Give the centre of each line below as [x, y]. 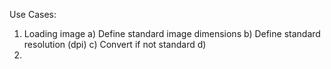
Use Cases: [33, 14]
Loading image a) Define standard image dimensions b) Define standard [172, 33]
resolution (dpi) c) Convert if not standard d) [115, 44]
